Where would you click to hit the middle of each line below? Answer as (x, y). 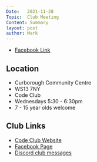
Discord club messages (43, 153)
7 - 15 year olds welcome (45, 107)
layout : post (22, 28)
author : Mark (22, 33)
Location (23, 68)
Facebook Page (34, 146)
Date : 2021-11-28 (30, 11)
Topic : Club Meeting (33, 17)
